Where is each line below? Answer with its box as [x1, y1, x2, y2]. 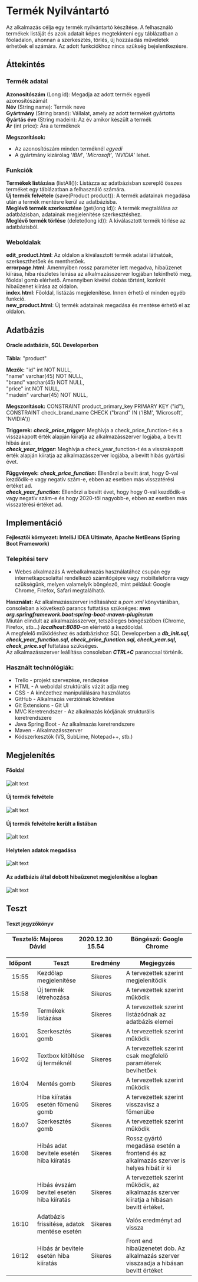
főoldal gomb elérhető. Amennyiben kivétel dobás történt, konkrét [6, 276, 166, 284]
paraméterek [126, 1059, 161, 1067]
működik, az [126, 1181, 160, 1189]
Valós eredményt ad [126, 1216, 181, 1225]
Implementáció [6, 518, 63, 528]
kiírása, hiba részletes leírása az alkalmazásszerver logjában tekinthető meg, [6, 270, 192, 278]
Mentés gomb [37, 1079, 75, 1088]
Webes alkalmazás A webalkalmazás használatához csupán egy [14, 568, 171, 575]
